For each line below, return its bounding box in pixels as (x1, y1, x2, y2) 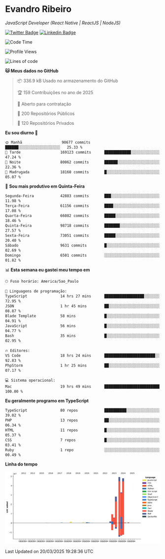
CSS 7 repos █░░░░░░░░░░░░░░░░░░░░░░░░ (5, 437, 160, 443)
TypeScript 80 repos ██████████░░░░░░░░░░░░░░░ (5, 407, 160, 413)
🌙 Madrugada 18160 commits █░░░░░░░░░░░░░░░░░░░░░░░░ (5, 169, 160, 174)
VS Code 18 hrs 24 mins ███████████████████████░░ (5, 353, 160, 358)
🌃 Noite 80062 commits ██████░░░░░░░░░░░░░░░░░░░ (5, 159, 160, 164)
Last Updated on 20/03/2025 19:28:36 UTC (5, 548, 94, 554)
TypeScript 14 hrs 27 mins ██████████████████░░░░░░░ (5, 294, 160, 299)
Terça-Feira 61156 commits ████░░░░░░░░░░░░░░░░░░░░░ (5, 203, 160, 208)
